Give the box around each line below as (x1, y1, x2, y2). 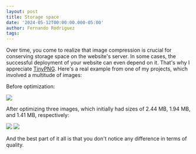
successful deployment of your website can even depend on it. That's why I (6, 59, 190, 66)
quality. (6, 142, 24, 149)
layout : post (6, 8, 38, 15)
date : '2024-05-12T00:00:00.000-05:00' (6, 19, 104, 25)
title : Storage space (6, 14, 59, 20)
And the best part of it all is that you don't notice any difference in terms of (6, 135, 187, 142)
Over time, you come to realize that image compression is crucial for (6, 46, 172, 53)
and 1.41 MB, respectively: (6, 112, 69, 119)
